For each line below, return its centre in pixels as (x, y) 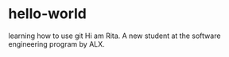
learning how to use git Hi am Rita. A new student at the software (114, 36)
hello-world (48, 14)
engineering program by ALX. (56, 44)
